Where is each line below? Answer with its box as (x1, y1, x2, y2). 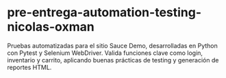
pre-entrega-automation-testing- (7, 5, 202, 20)
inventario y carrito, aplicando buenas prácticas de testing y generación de (7, 56, 219, 64)
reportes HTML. (7, 63, 52, 71)
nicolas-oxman (7, 19, 95, 35)
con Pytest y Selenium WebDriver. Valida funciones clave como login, (7, 49, 203, 57)
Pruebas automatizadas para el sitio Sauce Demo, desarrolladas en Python (7, 41, 218, 50)
